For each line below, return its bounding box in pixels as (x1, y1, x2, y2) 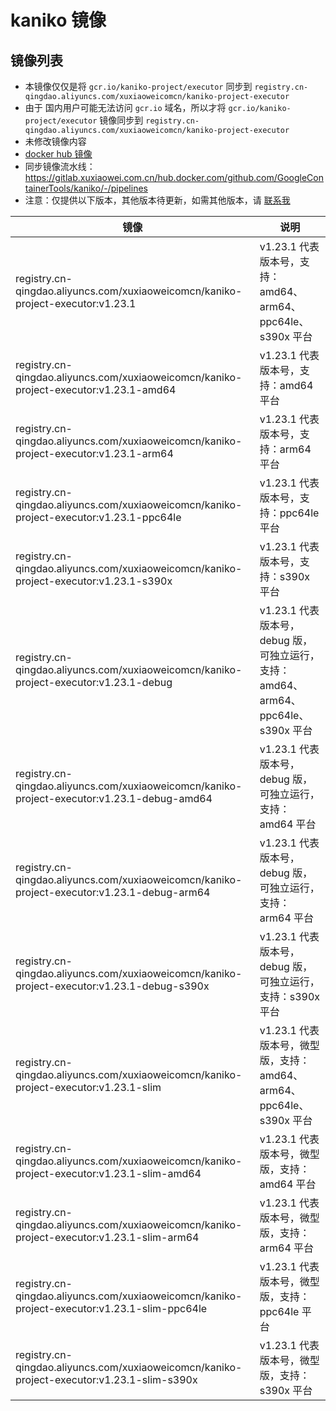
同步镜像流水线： (24, 161, 96, 172)
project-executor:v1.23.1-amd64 (15, 383, 177, 396)
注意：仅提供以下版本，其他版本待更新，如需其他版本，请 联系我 (24, 194, 291, 206)
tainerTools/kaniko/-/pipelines (24, 182, 148, 194)
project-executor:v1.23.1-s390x (15, 574, 173, 588)
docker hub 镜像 (24, 148, 93, 160)
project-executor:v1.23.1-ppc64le (15, 511, 182, 524)
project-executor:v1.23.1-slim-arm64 (15, 1231, 200, 1244)
